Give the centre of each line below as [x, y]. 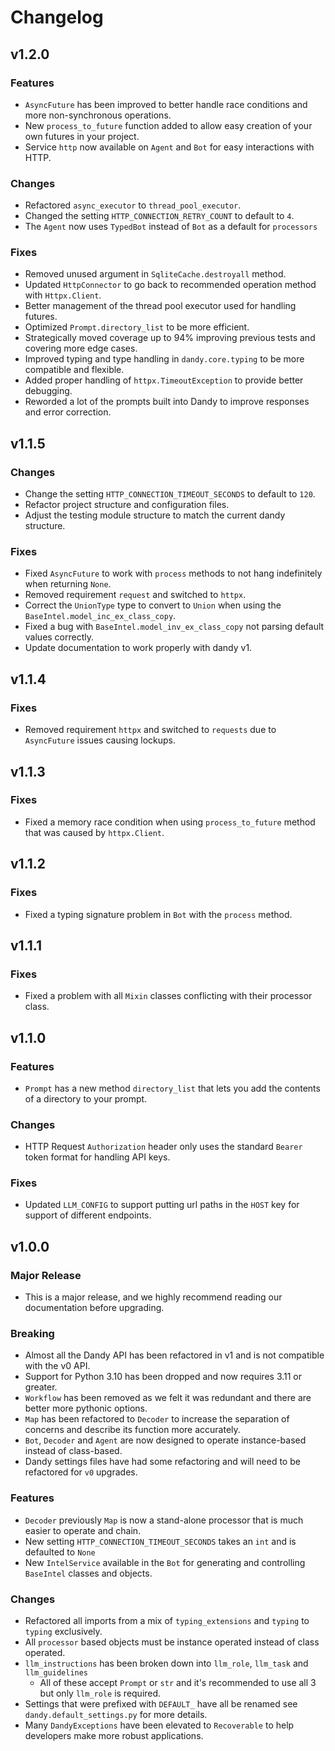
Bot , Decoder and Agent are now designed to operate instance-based [165, 1440]
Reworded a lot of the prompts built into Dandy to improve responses [167, 402]
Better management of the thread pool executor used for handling [160, 306]
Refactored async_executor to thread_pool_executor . [133, 205]
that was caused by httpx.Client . [94, 832]
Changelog [57, 17]
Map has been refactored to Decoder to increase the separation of [157, 1419]
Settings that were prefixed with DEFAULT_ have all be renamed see [161, 1704]
